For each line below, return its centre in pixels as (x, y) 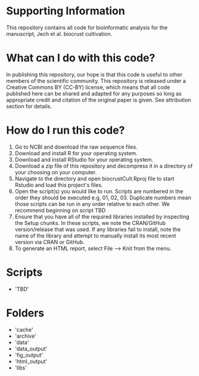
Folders (25, 313)
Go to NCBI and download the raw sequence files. (76, 147)
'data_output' (31, 349)
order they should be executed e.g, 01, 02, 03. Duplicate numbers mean (103, 198)
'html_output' (31, 361)
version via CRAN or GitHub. (49, 242)
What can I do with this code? (81, 58)
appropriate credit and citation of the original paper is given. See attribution (99, 100)
